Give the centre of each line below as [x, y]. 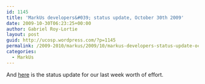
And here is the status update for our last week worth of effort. [85, 74]
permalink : [20, 46]
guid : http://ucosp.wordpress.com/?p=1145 [61, 40]
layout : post [23, 35]
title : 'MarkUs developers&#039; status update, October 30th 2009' [95, 18]
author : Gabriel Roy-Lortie [42, 29]
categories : [21, 52]
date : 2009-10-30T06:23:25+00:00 [49, 23]
